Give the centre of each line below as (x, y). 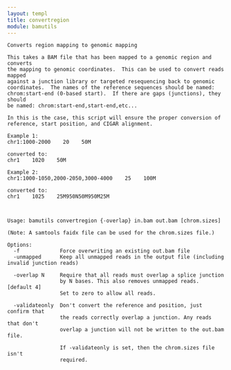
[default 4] (24, 288)
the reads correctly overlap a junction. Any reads (136, 318)
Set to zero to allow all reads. (108, 294)
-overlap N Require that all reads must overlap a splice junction (119, 275)
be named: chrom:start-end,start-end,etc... (72, 106)
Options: (20, 245)
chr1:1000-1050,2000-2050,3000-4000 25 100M (82, 178)
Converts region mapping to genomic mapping (72, 46)
